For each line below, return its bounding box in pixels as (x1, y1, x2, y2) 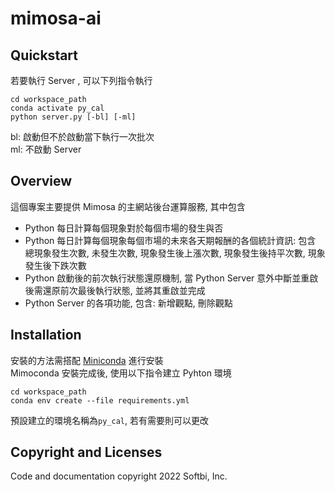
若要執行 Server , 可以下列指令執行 (10, 75, 153, 86)
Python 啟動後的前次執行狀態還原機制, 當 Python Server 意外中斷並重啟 (24, 272, 319, 284)
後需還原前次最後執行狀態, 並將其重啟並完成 (24, 284, 206, 296)
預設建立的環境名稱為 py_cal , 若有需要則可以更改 (10, 414, 209, 426)
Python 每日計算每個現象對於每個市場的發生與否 (24, 222, 224, 234)
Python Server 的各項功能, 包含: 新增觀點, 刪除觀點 (24, 297, 233, 309)
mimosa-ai (10, 7, 102, 30)
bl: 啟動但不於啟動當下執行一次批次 (10, 131, 155, 142)
